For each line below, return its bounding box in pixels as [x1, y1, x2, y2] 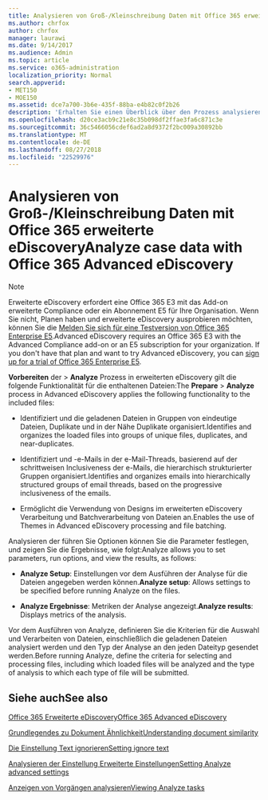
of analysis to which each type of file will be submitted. [8, 668, 190, 678]
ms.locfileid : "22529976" [8, 153, 94, 161]
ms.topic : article [8, 57, 69, 65]
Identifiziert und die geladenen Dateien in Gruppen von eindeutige [19, 414, 238, 423]
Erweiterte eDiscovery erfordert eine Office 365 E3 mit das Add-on [8, 298, 229, 307]
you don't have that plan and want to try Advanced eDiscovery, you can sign [8, 349, 260, 358]
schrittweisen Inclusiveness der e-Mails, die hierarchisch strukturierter [19, 463, 253, 473]
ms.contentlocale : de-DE [8, 138, 91, 146]
